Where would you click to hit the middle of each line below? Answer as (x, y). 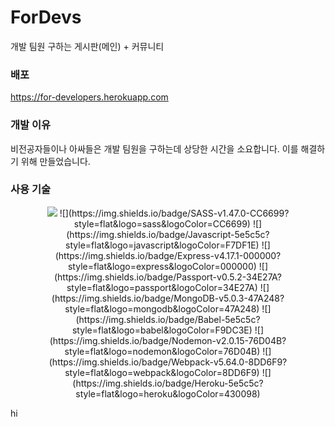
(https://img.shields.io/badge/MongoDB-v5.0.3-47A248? (168, 298)
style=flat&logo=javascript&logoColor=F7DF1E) (162, 245)
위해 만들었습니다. (55, 161)
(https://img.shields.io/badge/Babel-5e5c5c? (168, 319)
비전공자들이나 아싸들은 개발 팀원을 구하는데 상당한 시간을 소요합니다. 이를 (154, 148)
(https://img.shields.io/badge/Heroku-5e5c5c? (168, 383)
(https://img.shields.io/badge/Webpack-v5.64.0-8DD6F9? (168, 362)
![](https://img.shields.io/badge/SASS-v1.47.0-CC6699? (174, 213)
